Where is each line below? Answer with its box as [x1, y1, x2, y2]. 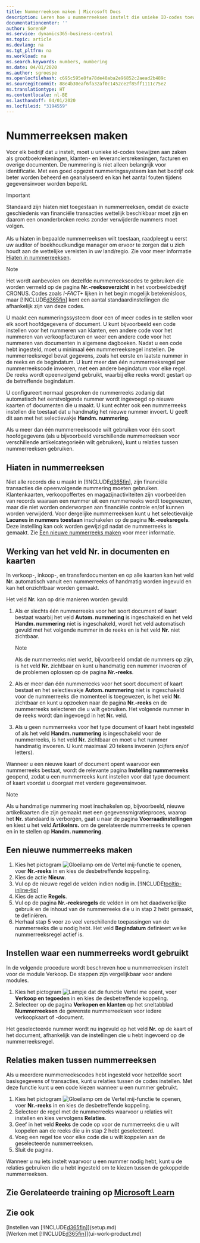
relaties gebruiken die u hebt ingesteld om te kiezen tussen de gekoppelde [6, 1164, 189, 1171]
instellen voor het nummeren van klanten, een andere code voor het [6, 327, 173, 334]
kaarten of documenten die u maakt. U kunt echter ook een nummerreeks [6, 402, 186, 409]
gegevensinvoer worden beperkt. [6, 180, 88, 187]
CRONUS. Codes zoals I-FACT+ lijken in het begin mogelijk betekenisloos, [6, 290, 187, 297]
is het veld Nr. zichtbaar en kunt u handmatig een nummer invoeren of [14, 662, 187, 669]
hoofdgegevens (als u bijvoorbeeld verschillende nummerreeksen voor [6, 432, 180, 439]
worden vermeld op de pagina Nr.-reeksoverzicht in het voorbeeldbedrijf [6, 284, 187, 291]
